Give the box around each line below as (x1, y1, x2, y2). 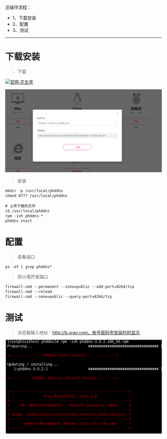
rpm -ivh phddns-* (5, 213, 43, 219)
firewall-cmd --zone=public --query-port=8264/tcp (5, 294, 112, 299)
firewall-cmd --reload (5, 289, 52, 294)
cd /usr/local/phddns (5, 208, 50, 214)
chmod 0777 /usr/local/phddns (5, 193, 68, 198)
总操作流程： (5, 4, 31, 10)
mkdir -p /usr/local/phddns (5, 188, 64, 193)
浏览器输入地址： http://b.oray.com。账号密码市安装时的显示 (17, 329, 140, 335)
